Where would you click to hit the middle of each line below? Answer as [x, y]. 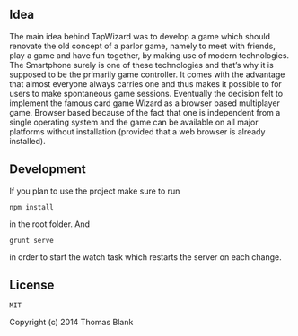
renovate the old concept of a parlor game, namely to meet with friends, [142, 46]
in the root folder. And [50, 224]
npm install [31, 207]
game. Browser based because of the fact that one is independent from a [145, 112]
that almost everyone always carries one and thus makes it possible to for [146, 83]
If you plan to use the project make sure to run [95, 191]
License [32, 285]
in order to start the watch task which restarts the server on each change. [145, 257]
